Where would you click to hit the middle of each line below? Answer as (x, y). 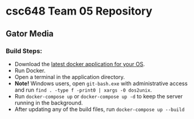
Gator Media (30, 34)
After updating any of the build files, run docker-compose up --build (99, 109)
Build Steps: (24, 51)
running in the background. (48, 103)
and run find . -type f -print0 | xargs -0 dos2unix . (83, 90)
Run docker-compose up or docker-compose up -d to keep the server (99, 96)
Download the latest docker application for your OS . (80, 64)
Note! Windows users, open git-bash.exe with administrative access (101, 83)
